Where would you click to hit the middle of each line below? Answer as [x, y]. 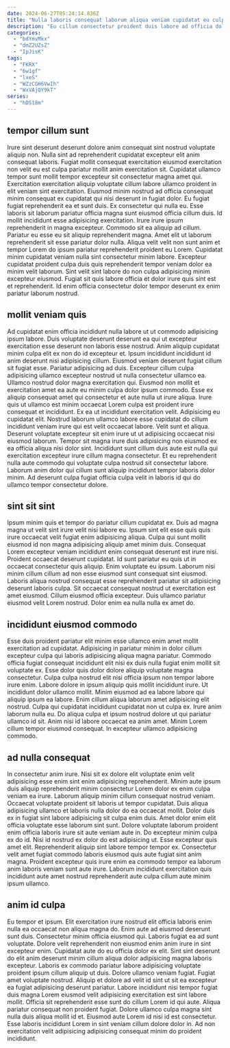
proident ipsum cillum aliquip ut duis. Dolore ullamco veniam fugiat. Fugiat [111, 972]
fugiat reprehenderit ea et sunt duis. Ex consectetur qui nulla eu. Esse [105, 205]
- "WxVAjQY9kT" [35, 90]
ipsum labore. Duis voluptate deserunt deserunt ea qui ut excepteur [102, 339]
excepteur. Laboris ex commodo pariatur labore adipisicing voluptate [104, 965]
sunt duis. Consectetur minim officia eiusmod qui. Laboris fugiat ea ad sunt [113, 936]
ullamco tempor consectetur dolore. [57, 484]
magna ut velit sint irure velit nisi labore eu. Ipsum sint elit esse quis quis [109, 530]
